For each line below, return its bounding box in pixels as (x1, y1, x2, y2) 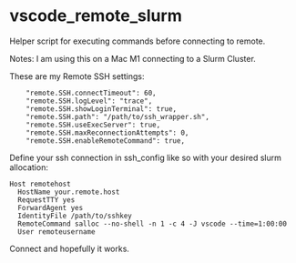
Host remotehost (9, 179, 71, 188)
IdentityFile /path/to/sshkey (17, 211, 132, 220)
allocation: (9, 161, 48, 173)
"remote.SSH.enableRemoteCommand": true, (26, 136, 185, 146)
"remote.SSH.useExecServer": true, (26, 120, 161, 129)
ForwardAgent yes (17, 203, 84, 212)
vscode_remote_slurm (9, 5, 182, 26)
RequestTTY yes (17, 195, 76, 205)
